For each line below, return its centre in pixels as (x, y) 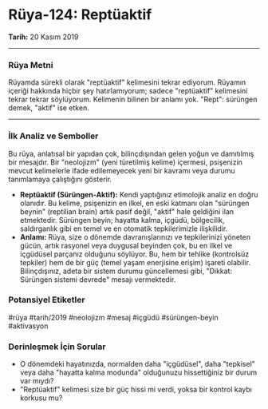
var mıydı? (37, 381)
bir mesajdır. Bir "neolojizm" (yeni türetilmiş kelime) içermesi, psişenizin (126, 162)
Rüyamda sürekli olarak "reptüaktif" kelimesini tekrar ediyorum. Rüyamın (127, 82)
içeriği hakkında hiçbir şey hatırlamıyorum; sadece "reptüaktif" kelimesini (128, 91)
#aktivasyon (28, 326)
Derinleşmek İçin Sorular (57, 347)
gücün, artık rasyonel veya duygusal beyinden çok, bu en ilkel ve (126, 245)
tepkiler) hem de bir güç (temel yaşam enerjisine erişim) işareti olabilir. (135, 262)
